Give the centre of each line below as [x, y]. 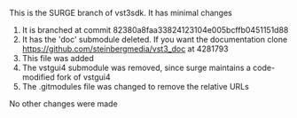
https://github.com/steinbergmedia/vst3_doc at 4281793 [125, 49]
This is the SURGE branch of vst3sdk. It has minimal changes [121, 13]
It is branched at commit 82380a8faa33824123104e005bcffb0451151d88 [155, 30]
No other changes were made [63, 104]
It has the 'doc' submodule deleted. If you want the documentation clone [155, 39]
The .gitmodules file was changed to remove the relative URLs [136, 87]
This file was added [58, 58]
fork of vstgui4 [83, 77]
